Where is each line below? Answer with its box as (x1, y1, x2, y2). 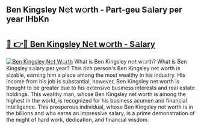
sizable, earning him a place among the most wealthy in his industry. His (6, 71, 185, 79)
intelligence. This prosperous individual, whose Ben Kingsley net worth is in (6, 103, 194, 110)
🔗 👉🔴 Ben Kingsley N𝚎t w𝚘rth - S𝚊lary (6, 39, 155, 49)
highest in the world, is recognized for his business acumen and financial (6, 97, 188, 104)
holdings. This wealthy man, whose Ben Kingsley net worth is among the (6, 91, 187, 98)
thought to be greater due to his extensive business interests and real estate (6, 84, 196, 91)
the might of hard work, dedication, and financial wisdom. (6, 116, 149, 123)
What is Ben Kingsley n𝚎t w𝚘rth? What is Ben (74, 58, 188, 65)
